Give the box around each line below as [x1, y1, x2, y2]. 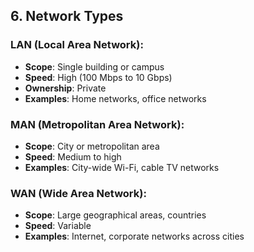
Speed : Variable [24, 220, 92, 232]
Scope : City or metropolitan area [24, 140, 160, 152]
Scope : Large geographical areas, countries [24, 209, 207, 221]
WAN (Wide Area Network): [10, 186, 147, 200]
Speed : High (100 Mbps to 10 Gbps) [24, 71, 173, 83]
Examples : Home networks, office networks [24, 92, 207, 104]
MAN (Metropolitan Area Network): [10, 117, 185, 131]
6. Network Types [10, 8, 124, 25]
